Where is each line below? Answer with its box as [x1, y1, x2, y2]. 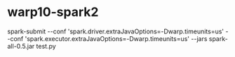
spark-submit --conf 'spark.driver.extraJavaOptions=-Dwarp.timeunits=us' [7, 27, 224, 35]
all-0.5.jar [7, 42, 35, 50]
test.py [36, 42, 56, 50]
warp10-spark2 [7, 4, 99, 20]
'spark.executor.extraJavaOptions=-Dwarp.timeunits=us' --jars [25, 34, 208, 42]
